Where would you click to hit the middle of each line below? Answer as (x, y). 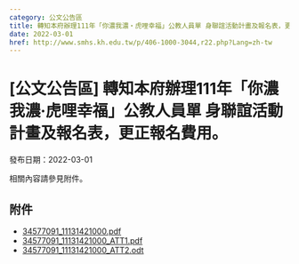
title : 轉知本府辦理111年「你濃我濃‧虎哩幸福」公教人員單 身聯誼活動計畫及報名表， (147, 26)
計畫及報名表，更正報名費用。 (119, 133)
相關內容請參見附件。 (48, 179)
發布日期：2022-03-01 (51, 160)
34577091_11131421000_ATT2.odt (83, 250)
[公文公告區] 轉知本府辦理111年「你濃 (144, 89)
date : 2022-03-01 (41, 34)
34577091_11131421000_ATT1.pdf (82, 240)
